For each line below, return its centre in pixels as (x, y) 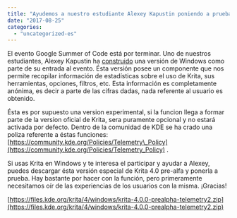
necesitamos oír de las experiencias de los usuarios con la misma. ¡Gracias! (117, 186)
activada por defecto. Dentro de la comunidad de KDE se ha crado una (110, 127)
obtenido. (21, 99)
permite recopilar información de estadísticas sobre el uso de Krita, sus (111, 76)
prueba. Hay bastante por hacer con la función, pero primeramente (105, 178)
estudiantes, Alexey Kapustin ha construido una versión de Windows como (116, 61)
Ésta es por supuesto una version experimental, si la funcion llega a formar (116, 112)
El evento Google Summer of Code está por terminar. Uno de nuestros (109, 54)
